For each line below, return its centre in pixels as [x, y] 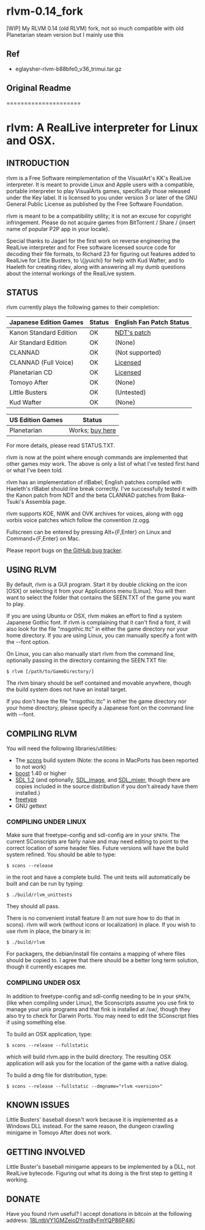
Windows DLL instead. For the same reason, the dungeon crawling [90, 1126]
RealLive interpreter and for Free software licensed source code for [91, 247]
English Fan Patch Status [152, 322]
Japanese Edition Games [47, 322]
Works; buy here [92, 430]
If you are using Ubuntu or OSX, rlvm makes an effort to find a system [94, 616]
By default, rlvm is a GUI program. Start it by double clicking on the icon [97, 585]
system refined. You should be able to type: [61, 855]
